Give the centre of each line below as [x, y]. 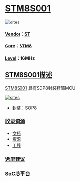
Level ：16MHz [20, 58]
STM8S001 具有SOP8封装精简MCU [40, 88]
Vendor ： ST [18, 34]
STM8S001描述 [29, 75]
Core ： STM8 [19, 46]
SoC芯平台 [18, 173]
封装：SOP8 [24, 108]
